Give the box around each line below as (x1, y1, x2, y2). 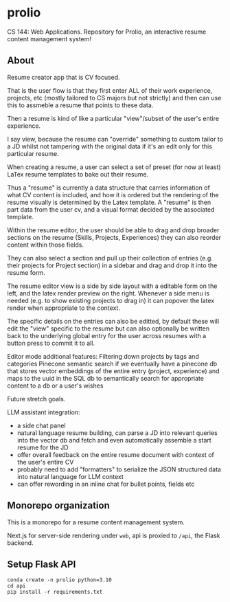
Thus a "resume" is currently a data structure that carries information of (7, 183, 211, 192)
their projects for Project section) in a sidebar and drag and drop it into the (7, 261, 218, 269)
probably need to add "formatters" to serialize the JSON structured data (16, 465, 222, 473)
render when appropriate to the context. (7, 304, 120, 312)
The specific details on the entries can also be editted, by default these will (7, 317, 220, 325)
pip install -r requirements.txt (7, 589, 103, 596)
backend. (7, 538, 34, 547)
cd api (7, 583, 26, 590)
